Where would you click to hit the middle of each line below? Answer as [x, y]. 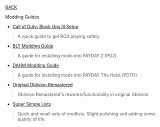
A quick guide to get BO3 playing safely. [59, 36]
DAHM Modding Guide [35, 65]
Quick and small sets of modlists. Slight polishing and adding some [86, 114]
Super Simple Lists [32, 104]
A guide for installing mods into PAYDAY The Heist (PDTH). [78, 75]
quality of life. [31, 119]
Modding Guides [22, 17]
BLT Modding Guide [33, 46]
